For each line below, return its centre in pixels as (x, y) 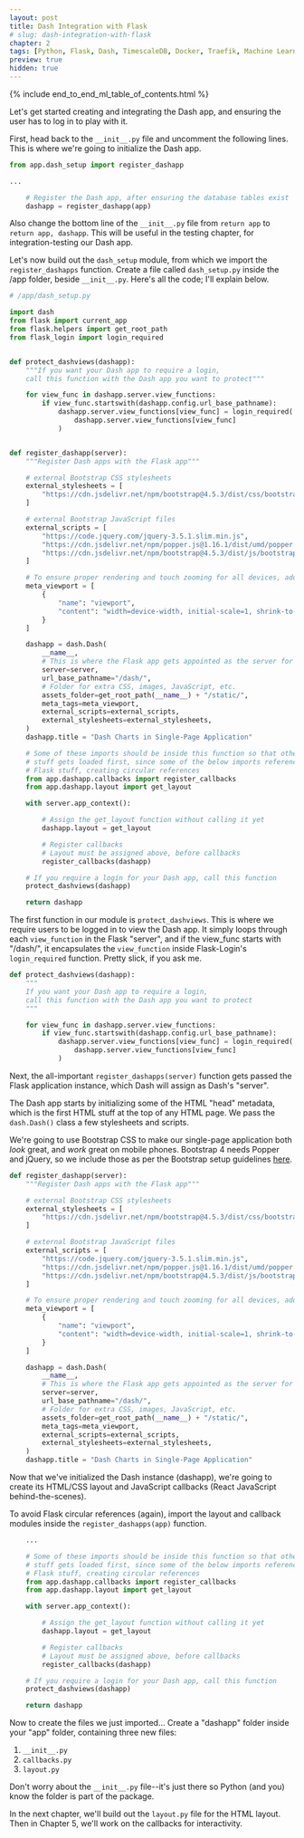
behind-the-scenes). (48, 1496)
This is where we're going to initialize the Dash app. (105, 148)
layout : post (34, 18)
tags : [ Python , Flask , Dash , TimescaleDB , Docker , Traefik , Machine (141, 52)
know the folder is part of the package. (82, 1796)
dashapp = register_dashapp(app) (89, 206)
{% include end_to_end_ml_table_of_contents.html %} (109, 94)
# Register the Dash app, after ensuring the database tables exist (157, 197)
